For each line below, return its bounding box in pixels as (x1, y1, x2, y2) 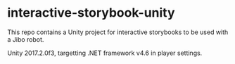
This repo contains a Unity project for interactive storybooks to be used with (7, 28, 229, 36)
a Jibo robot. (7, 35, 44, 43)
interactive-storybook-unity (7, 5, 175, 21)
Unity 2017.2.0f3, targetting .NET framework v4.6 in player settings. (7, 49, 203, 57)
